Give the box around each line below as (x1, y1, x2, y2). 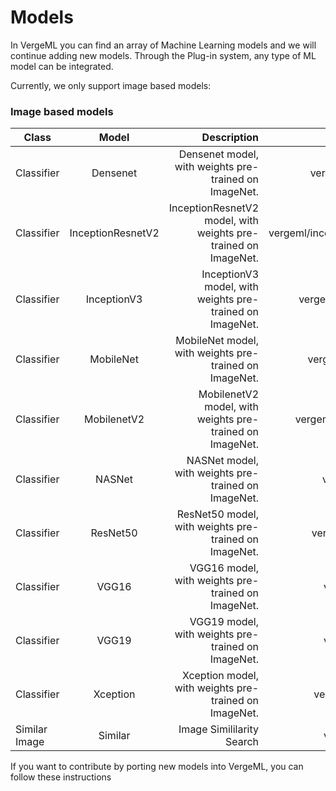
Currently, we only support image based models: (10, 79, 212, 91)
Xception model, (181, 669, 260, 683)
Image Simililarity (178, 722, 260, 736)
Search (224, 735, 260, 749)
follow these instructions (10, 771, 112, 783)
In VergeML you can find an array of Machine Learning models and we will (10, 39, 317, 51)
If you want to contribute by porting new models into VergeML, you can (10, 761, 304, 773)
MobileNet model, (175, 334, 260, 348)
